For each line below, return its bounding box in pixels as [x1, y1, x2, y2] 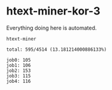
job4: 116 [6, 78, 31, 84]
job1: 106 [6, 62, 31, 68]
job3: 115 [6, 72, 31, 79]
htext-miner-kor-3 [6, 4, 100, 18]
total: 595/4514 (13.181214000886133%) [6, 47, 107, 53]
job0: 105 [6, 57, 31, 63]
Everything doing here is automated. [6, 24, 97, 31]
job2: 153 [6, 68, 31, 74]
